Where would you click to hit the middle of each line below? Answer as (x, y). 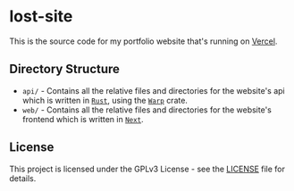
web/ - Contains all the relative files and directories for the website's (147, 110)
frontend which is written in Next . (83, 119)
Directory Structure (65, 69)
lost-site (41, 17)
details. (23, 178)
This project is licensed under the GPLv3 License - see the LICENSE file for (147, 169)
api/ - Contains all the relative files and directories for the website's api (153, 90)
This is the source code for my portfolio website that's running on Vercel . (143, 41)
